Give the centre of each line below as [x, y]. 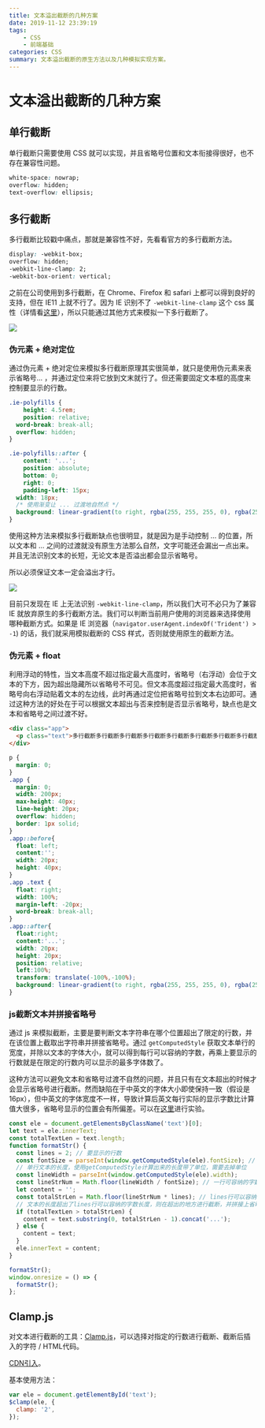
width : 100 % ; [37, 897]
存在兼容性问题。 [37, 163]
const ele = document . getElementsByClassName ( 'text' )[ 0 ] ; [106, 1124]
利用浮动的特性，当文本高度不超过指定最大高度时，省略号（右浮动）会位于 [129, 675]
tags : [18, 30]
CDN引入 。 [27, 1363]
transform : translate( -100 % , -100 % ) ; [76, 978]
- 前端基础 [39, 45]
